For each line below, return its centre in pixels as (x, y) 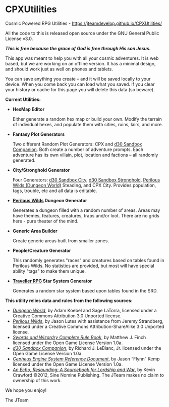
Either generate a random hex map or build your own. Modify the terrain (87, 119)
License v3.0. (19, 39)
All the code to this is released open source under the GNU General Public (82, 33)
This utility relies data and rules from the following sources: (69, 301)
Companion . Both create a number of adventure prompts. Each (78, 149)
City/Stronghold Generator (41, 170)
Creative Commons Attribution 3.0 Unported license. (67, 316)
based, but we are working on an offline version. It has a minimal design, (80, 63)
